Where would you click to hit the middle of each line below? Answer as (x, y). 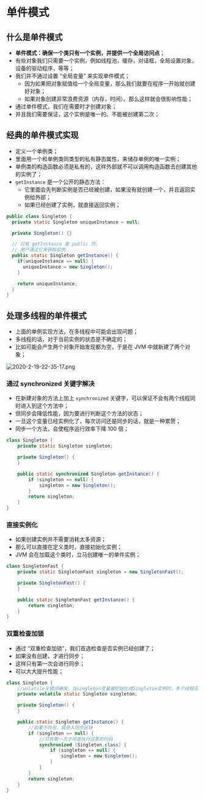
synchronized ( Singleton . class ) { (83, 745)
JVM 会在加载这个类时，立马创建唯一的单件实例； (78, 555)
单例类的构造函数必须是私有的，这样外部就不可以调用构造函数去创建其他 (106, 167)
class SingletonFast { (35, 566)
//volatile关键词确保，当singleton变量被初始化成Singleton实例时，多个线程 (106, 688)
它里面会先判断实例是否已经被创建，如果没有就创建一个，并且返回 (107, 189)
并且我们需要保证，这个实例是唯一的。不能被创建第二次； (87, 114)
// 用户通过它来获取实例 (39, 250)
